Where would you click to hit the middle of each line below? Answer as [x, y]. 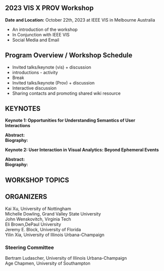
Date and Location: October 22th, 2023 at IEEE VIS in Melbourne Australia [80, 20]
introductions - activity [35, 72]
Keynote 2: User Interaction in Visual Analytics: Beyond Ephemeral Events [82, 150]
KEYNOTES [23, 109]
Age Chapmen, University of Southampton [48, 263]
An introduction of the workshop [45, 29]
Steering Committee [30, 247]
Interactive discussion [34, 88]
